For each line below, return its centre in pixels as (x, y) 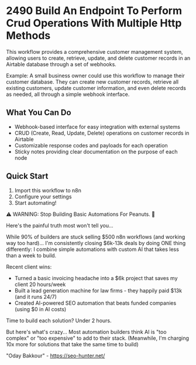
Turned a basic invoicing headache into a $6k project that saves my (96, 278)
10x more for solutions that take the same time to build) (72, 344)
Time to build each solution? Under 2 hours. (59, 321)
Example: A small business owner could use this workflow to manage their (96, 75)
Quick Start (27, 176)
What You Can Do (39, 113)
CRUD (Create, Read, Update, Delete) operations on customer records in (102, 133)
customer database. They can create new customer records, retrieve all (92, 82)
